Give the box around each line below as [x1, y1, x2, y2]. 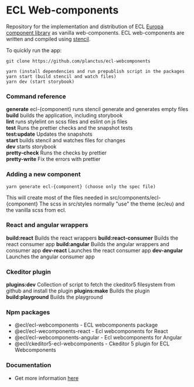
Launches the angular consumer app [6, 253, 95, 260]
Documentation [6, 361, 52, 369]
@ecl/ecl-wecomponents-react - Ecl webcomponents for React [14, 328, 168, 335]
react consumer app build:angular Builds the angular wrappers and [6, 240, 169, 247]
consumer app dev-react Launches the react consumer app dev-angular [6, 247, 183, 254]
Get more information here [14, 374, 79, 382]
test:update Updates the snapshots [6, 130, 93, 138]
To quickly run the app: [6, 46, 62, 53]
